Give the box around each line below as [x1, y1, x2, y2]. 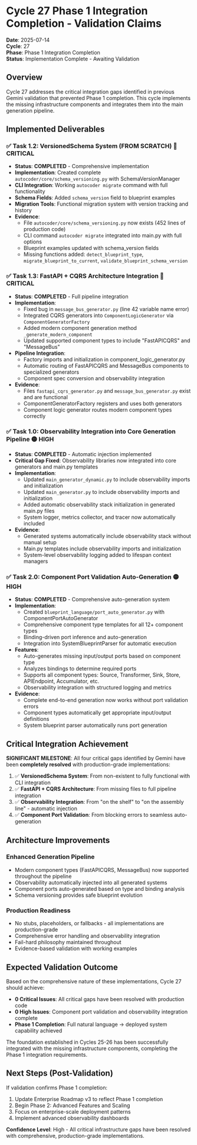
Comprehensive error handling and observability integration [14, 932, 160, 939]
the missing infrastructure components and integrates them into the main [6, 101, 184, 108]
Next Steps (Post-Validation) [6, 1068, 113, 1079]
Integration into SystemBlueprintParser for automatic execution [23, 640, 177, 647]
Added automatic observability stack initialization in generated [23, 501, 175, 508]
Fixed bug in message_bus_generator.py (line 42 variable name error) [23, 305, 190, 312]
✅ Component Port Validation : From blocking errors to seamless [14, 812, 173, 819]
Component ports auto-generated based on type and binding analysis [14, 885, 185, 892]
